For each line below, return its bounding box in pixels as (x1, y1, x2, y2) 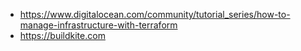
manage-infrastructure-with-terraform (19, 19, 178, 31)
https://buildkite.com (19, 30, 106, 41)
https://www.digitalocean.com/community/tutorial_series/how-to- (19, 9, 291, 20)
